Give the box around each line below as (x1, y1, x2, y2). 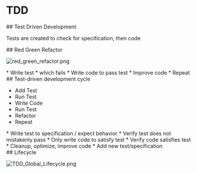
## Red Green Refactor (6, 46, 63, 53)
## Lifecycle (6, 149, 37, 156)
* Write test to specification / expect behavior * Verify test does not (6, 130, 171, 137)
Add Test (14, 86, 37, 94)
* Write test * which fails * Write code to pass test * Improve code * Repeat (6, 69, 190, 76)
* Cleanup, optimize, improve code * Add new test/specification (6, 142, 162, 149)
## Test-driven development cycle (6, 75, 90, 82)
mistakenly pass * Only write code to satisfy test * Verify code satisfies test (6, 136, 192, 143)
